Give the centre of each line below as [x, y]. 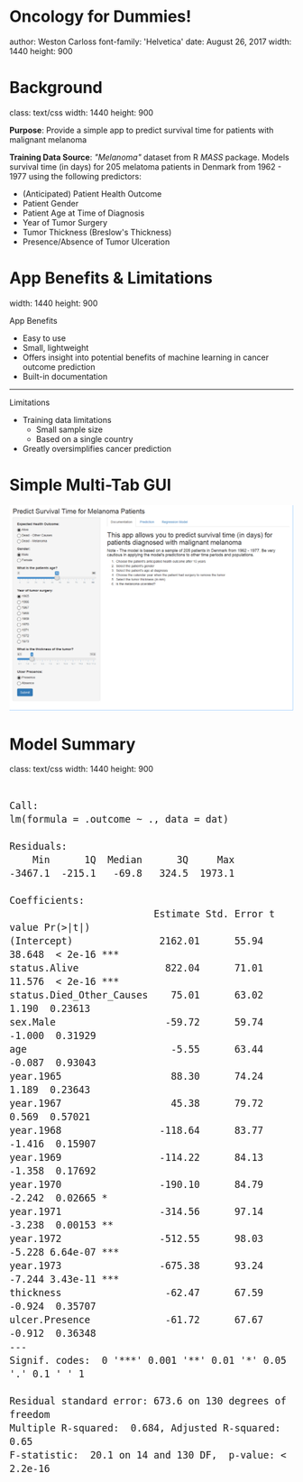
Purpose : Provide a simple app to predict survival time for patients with [142, 130]
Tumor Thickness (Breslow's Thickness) [97, 232]
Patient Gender [50, 203]
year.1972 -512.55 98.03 [137, 1239]
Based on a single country [84, 438]
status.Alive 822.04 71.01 [137, 969]
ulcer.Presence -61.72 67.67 [137, 1321]
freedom [30, 1415]
